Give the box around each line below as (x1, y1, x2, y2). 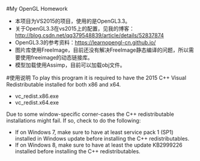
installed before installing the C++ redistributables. (14, 148, 141, 155)
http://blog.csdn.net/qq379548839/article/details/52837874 (14, 32, 164, 38)
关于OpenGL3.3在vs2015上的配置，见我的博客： (14, 25, 135, 32)
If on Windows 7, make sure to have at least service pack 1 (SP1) (14, 129, 174, 136)
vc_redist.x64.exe (14, 99, 59, 106)
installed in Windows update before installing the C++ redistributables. (14, 135, 190, 142)
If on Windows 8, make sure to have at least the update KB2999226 (14, 141, 183, 148)
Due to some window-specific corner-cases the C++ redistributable (6, 111, 174, 118)
